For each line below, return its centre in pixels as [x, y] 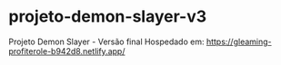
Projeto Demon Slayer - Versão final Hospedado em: [106, 42]
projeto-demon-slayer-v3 [108, 17]
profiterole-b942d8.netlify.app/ [67, 51]
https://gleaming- [239, 42]
